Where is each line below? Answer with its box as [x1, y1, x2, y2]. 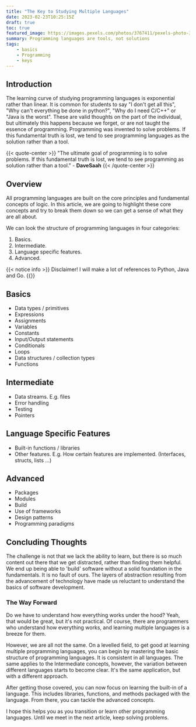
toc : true [6, 25, 30, 31]
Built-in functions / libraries [14, 444, 80, 451]
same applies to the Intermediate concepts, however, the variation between [6, 660, 187, 667]
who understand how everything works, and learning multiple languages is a [6, 624, 190, 631]
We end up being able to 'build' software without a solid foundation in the [6, 565, 182, 572]
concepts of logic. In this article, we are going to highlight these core [6, 201, 171, 208]
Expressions [14, 311, 44, 318]
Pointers [14, 411, 35, 419]
